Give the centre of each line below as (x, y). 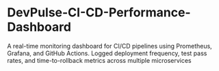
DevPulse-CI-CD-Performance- (99, 13)
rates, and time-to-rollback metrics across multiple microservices (99, 60)
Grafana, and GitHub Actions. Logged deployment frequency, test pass (107, 53)
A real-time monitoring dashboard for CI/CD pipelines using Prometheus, (109, 46)
